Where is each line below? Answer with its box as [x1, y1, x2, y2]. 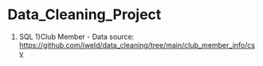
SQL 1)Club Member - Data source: [18, 32, 135, 41]
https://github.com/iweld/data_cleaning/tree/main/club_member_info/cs [18, 40, 256, 49]
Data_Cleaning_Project [7, 6, 162, 24]
